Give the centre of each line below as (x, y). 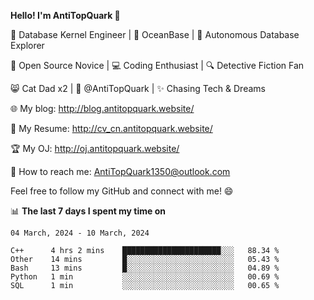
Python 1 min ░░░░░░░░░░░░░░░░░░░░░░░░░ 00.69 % (145, 277)
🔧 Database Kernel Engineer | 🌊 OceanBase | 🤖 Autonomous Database (155, 34)
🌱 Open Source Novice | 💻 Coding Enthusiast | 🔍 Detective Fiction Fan (157, 65)
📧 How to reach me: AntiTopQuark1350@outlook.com (120, 171)
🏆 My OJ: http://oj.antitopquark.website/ (95, 148)
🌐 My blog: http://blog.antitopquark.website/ (102, 108)
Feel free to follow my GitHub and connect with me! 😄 (122, 191)
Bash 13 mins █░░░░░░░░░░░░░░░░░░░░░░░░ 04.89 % (145, 268)
